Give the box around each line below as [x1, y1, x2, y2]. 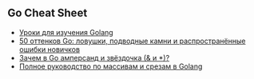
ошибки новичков [18, 44, 81, 54]
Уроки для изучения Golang [18, 27, 113, 37]
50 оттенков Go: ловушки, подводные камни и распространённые [18, 36, 246, 45]
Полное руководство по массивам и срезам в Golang [18, 61, 203, 71]
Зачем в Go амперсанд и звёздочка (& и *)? [18, 53, 170, 62]
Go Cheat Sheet [7, 6, 88, 20]
